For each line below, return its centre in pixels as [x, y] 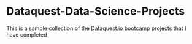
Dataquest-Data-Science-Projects [96, 11]
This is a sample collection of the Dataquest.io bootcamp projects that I [96, 28]
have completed [27, 34]
